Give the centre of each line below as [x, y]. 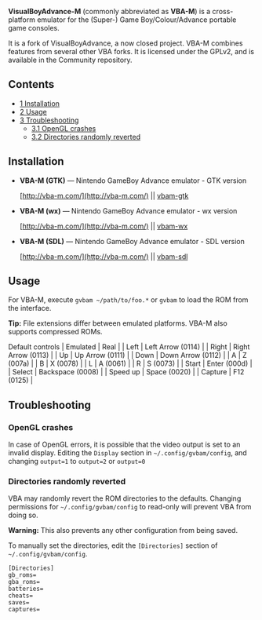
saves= [19, 603]
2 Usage [33, 111]
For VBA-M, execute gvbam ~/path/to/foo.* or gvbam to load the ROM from [128, 300]
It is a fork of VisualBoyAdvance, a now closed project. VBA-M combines [126, 43]
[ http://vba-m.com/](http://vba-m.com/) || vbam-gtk [104, 195]
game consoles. [34, 28]
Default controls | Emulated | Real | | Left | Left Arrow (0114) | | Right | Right [129, 347]
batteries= [26, 589]
